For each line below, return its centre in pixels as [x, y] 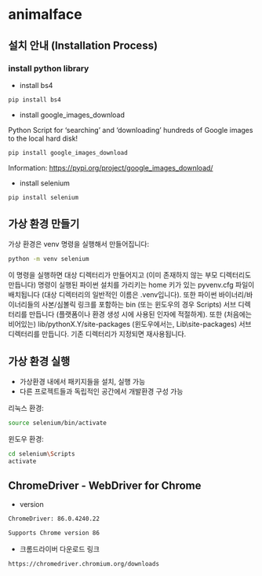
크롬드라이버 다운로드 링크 [60, 549]
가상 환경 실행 [39, 361]
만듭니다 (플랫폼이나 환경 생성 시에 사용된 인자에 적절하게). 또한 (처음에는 [140, 314]
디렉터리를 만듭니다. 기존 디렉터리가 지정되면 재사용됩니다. [97, 334]
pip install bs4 [35, 100]
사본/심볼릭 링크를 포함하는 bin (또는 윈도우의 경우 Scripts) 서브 [139, 305]
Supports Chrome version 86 [54, 533]
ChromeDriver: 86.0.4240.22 [54, 519]
